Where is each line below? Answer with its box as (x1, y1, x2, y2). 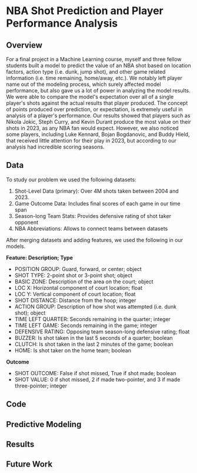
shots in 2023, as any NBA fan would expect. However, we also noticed (6, 125, 179, 131)
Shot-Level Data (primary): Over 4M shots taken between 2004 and (14, 187, 179, 194)
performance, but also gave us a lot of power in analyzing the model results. (6, 87, 191, 94)
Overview (6, 40, 43, 50)
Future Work (6, 459, 53, 469)
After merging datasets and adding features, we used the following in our (6, 236, 183, 243)
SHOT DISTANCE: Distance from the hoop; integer (14, 296, 136, 304)
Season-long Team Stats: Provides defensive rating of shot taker (14, 212, 172, 219)
